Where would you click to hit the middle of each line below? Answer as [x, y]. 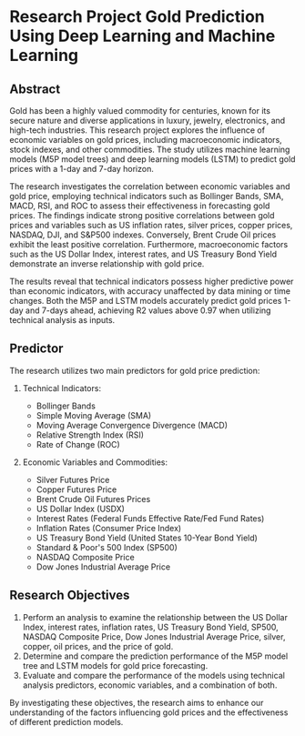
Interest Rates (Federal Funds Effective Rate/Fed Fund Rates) [150, 518]
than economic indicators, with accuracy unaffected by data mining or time [150, 291]
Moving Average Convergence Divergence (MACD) [132, 425]
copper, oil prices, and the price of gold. [98, 646]
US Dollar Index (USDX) [81, 509]
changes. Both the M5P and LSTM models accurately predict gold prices [146, 301]
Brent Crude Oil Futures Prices [93, 499]
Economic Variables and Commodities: [95, 462]
